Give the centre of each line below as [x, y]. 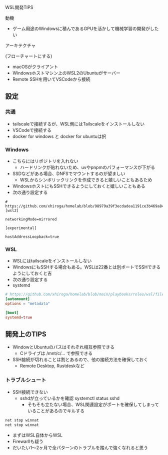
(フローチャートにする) [29, 56]
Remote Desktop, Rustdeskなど [52, 366]
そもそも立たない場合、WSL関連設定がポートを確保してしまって [93, 404]
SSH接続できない [30, 392]
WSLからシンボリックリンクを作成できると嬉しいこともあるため [86, 179]
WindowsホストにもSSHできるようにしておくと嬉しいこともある [79, 186]
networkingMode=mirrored [31, 219]
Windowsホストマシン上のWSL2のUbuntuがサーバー [66, 73]
